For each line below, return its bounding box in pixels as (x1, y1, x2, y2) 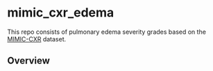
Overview (7, 55, 51, 67)
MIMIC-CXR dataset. (7, 34, 67, 43)
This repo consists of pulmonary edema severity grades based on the (7, 28, 207, 36)
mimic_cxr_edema (7, 5, 114, 21)
